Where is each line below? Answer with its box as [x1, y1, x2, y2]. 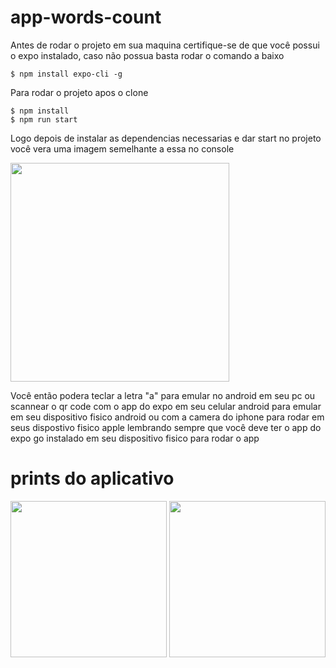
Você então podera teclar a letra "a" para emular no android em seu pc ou [10, 389, 316, 401]
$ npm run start [10, 114, 78, 125]
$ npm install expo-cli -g [10, 69, 123, 79]
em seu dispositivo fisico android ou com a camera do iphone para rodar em [10, 411, 325, 423]
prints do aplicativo [10, 467, 175, 490]
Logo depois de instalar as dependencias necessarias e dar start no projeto [10, 132, 322, 144]
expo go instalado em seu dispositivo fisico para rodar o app [10, 432, 260, 444]
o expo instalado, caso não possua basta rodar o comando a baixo [10, 49, 285, 61]
